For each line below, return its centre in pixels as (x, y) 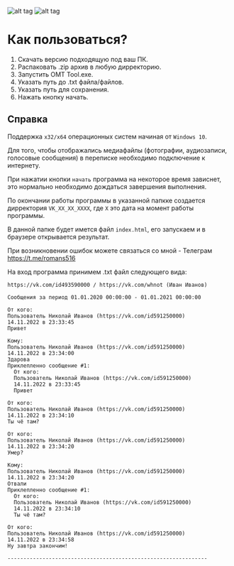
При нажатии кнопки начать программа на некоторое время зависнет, (115, 179)
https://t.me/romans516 (41, 258)
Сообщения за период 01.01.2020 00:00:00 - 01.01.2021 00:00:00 (104, 297)
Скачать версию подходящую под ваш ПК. (83, 59)
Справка (28, 120)
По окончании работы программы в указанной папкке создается (106, 200)
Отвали (17, 484)
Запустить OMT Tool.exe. (55, 74)
